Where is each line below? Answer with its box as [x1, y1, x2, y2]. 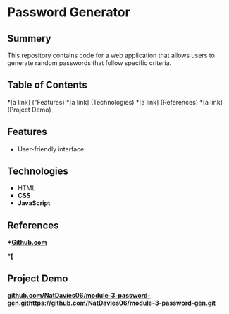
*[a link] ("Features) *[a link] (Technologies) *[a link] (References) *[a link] [7, 98, 223, 106]
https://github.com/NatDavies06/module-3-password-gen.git [28, 298, 216, 308]
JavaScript [17, 199, 51, 207]
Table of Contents [7, 79, 88, 91]
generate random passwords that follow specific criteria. [7, 59, 172, 67]
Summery [7, 33, 51, 45]
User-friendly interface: [17, 144, 86, 153]
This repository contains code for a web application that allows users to [7, 51, 215, 59]
